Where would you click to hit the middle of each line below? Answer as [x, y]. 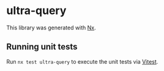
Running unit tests [42, 47]
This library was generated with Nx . [51, 28]
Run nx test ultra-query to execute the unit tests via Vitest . [82, 61]
